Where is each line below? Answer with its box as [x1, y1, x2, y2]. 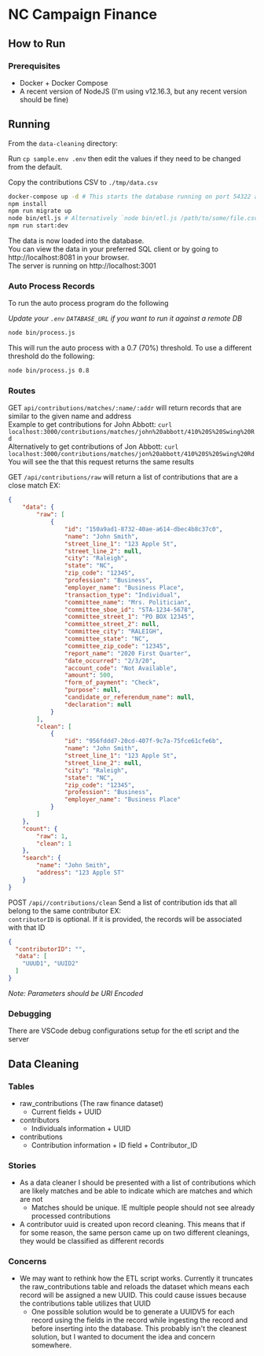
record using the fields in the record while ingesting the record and [31, 1315, 248, 1325]
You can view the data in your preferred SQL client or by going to [8, 244, 218, 254]
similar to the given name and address [8, 411, 132, 421]
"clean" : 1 [36, 840, 72, 847]
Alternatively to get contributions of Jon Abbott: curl [8, 442, 179, 451]
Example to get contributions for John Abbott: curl [8, 420, 173, 429]
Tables [8, 1081, 35, 1092]
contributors [19, 1115, 60, 1125]
